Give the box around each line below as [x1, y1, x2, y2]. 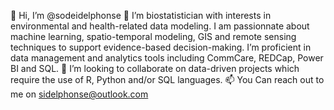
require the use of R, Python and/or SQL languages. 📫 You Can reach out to [10, 74, 325, 85]
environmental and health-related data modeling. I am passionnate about [10, 20, 310, 32]
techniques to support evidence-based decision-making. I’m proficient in [10, 41, 312, 53]
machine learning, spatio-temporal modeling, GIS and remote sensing [10, 31, 297, 42]
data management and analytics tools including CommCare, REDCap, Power [10, 52, 324, 64]
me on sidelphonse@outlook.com [10, 88, 149, 100]
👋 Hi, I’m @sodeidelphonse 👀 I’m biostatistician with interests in [10, 10, 272, 21]
